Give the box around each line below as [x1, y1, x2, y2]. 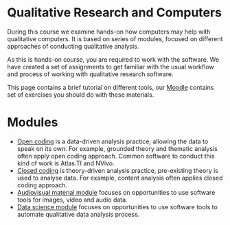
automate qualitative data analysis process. [16, 210, 140, 218]
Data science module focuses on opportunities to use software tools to [16, 202, 218, 211]
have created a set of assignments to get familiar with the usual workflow [7, 62, 214, 71]
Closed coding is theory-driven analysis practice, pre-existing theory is [16, 166, 218, 174]
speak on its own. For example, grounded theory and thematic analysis [16, 144, 218, 152]
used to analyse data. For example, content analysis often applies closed [16, 174, 223, 182]
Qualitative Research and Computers [7, 5, 222, 21]
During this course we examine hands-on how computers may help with [7, 27, 211, 36]
